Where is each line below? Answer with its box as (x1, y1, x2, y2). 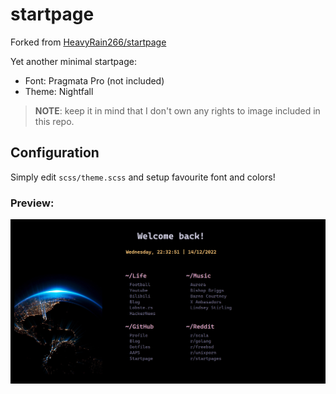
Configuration (10, 144, 100, 162)
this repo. (34, 115, 75, 127)
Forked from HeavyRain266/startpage (10, 36, 167, 48)
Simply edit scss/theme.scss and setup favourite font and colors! (10, 171, 276, 183)
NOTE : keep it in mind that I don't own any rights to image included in (34, 104, 321, 117)
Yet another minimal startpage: (10, 55, 137, 67)
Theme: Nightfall (24, 85, 94, 97)
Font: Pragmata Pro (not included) (24, 74, 165, 87)
